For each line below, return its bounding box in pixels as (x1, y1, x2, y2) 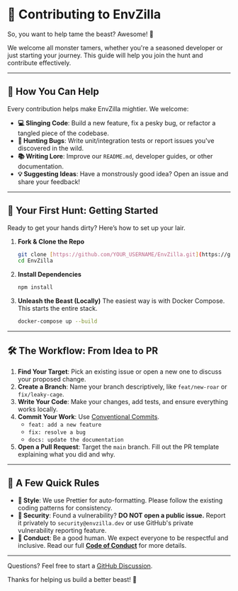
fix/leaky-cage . (17, 389, 65, 398)
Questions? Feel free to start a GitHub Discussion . (7, 561, 153, 570)
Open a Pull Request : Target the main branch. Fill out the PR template (17, 442, 220, 451)
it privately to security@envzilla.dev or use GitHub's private (17, 518, 193, 527)
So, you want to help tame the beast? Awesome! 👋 (7, 30, 154, 38)
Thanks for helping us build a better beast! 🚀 (7, 575, 137, 583)
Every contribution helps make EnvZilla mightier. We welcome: (7, 104, 189, 113)
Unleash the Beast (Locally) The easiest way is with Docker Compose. (17, 297, 225, 305)
